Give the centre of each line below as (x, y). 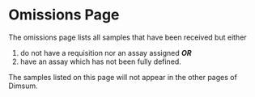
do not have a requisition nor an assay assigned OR (106, 53)
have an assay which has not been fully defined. (101, 61)
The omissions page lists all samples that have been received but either (127, 37)
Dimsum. (23, 86)
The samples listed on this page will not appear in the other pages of (123, 77)
